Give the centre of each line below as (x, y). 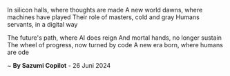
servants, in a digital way (42, 24)
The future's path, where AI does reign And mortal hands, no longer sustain (115, 38)
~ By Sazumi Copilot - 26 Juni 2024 (59, 65)
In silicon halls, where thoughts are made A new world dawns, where (105, 10)
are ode (18, 52)
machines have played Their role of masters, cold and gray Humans (104, 17)
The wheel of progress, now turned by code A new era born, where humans (115, 45)
